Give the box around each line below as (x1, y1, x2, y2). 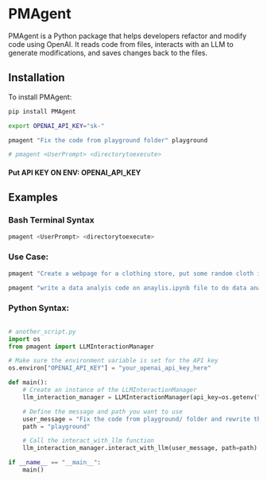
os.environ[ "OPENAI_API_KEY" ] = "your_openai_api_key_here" (8, 364, 212, 372)
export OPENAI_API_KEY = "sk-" (8, 122, 105, 130)
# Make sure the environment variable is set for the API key (8, 357, 219, 365)
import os (8, 335, 41, 343)
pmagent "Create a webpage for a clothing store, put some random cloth (8, 270, 254, 277)
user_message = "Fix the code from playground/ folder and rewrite (22, 415, 250, 423)
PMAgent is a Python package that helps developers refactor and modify (8, 31, 247, 41)
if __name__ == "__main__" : (8, 459, 102, 467)
